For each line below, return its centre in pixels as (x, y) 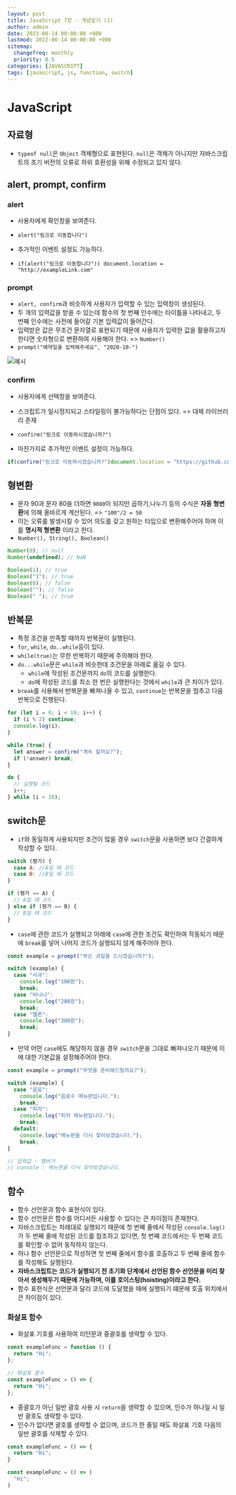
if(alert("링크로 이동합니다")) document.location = (90, 264)
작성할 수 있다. (37, 848)
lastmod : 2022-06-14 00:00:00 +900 (59, 40)
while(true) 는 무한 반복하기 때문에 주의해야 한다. (85, 656)
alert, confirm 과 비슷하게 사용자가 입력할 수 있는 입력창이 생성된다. (111, 304)
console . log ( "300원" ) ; (52, 1021)
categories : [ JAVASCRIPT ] (45, 66)
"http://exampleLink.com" (55, 270)
